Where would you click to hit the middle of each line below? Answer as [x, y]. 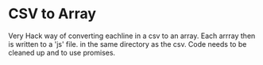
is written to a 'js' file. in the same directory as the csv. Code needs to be [128, 44]
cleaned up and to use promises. [62, 52]
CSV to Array [52, 14]
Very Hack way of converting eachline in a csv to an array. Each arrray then [132, 36]
